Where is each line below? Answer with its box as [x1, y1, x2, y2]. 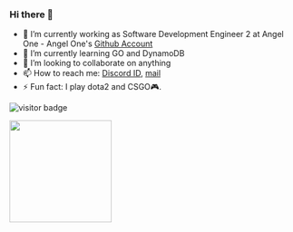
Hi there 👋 [9, 8, 54, 21]
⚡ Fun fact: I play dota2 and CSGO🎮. [22, 82, 161, 92]
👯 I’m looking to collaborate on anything [22, 58, 171, 69]
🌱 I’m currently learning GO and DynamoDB [22, 48, 185, 59]
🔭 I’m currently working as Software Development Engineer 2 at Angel [22, 29, 284, 40]
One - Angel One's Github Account [22, 38, 153, 49]
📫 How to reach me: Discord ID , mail [22, 68, 161, 79]
